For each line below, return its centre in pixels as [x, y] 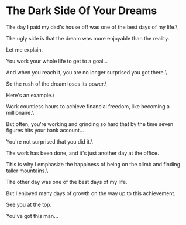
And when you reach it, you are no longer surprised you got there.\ [87, 72]
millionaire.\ [20, 112]
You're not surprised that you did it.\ [50, 141]
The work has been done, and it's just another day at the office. [82, 153]
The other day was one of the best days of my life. [67, 182]
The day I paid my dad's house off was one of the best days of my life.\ [92, 27]
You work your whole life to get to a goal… [57, 61]
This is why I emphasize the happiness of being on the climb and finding [93, 164]
